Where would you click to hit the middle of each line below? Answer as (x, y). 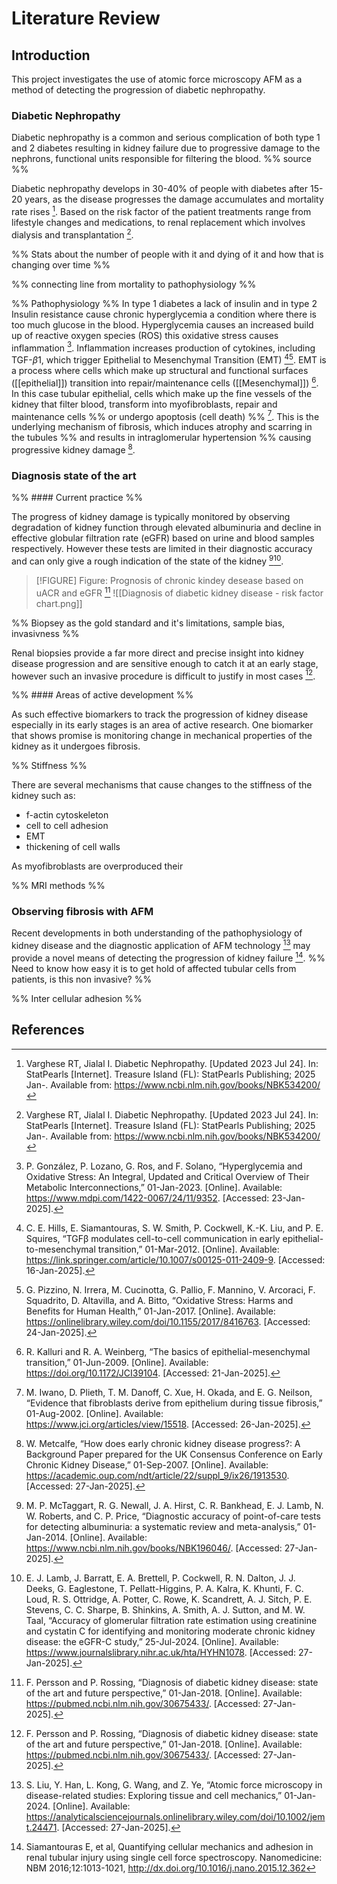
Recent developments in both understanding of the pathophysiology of (157, 933)
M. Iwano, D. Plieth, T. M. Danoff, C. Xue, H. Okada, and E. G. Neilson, (169, 1392)
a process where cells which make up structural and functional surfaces (160, 370)
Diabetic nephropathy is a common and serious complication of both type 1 (166, 138)
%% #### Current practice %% (77, 498)
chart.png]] (59, 603)
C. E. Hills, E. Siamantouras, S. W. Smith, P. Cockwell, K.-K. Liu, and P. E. (174, 1228)
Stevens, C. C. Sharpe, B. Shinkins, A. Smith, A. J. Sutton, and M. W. (165, 1609)
